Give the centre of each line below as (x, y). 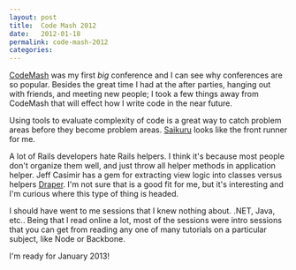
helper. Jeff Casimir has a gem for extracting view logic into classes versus (146, 175)
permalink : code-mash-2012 (59, 42)
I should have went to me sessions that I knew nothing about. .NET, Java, (142, 211)
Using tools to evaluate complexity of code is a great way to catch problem (145, 121)
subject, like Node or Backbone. (67, 239)
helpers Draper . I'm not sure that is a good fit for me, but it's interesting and (147, 184)
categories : (31, 50)
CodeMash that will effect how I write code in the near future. (121, 103)
